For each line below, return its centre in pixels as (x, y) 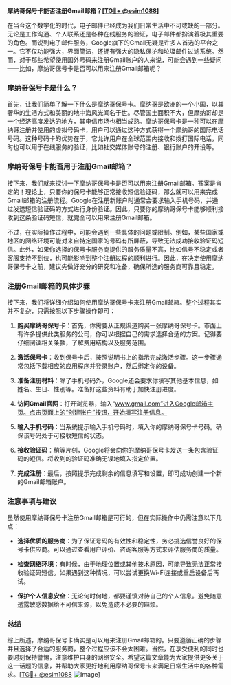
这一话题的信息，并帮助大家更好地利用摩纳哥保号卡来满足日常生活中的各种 (112, 666)
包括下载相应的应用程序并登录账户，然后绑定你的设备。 (101, 366)
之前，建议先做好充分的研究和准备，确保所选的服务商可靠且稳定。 (124, 266)
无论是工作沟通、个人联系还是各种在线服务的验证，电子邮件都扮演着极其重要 (115, 34)
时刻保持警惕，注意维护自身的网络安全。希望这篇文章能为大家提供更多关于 (118, 657)
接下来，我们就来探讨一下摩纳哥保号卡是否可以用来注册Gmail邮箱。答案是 (112, 183)
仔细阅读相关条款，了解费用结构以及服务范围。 (83, 342)
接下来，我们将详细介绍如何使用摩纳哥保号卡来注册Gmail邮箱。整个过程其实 (114, 302)
